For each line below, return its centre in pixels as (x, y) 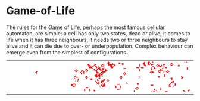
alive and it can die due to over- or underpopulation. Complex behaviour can (100, 46)
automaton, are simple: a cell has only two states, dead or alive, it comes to (98, 33)
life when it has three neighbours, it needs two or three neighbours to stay (97, 40)
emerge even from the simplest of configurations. (67, 52)
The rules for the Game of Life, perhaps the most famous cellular (86, 27)
